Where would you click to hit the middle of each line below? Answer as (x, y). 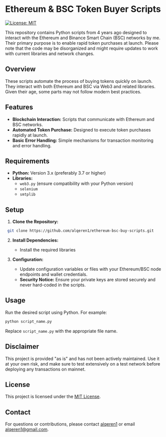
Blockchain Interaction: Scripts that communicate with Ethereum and (83, 119)
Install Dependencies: (35, 240)
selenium (29, 189)
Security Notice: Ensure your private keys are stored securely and (88, 280)
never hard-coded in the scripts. (53, 285)
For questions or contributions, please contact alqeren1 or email (70, 424)
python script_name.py (28, 321)
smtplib (28, 194)
